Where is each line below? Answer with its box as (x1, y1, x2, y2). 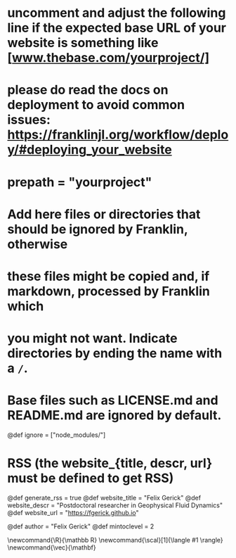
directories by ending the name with (7, 345, 223, 362)
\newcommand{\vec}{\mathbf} (7, 543, 96, 552)
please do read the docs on (7, 82, 169, 98)
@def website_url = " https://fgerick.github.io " (7, 509, 139, 516)
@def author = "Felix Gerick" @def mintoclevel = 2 (7, 522, 155, 531)
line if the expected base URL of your (7, 20, 227, 36)
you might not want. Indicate (7, 331, 178, 346)
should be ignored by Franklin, (7, 221, 188, 237)
